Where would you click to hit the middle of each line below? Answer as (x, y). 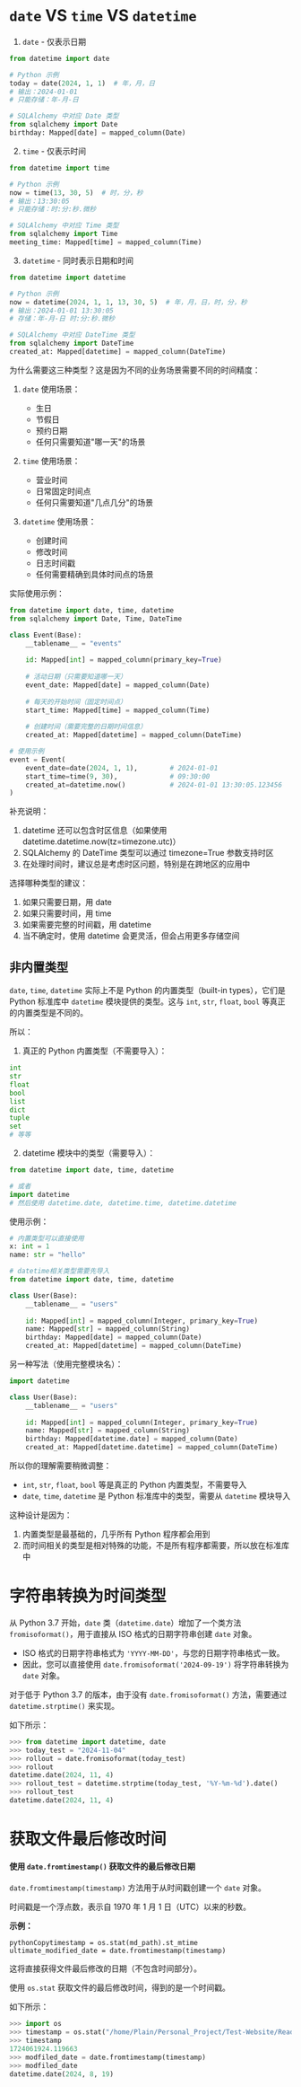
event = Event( (38, 760)
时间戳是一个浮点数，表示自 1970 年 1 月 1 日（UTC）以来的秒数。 (130, 1907)
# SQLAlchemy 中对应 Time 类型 (64, 225)
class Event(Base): (46, 635)
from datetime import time (60, 168)
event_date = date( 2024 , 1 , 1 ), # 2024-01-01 (122, 768)
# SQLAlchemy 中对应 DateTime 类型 (73, 335)
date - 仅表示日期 (54, 41)
